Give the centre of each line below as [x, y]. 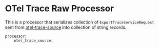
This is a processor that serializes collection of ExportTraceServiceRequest [80, 22]
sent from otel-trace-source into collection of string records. [66, 27]
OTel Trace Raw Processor [60, 9]
